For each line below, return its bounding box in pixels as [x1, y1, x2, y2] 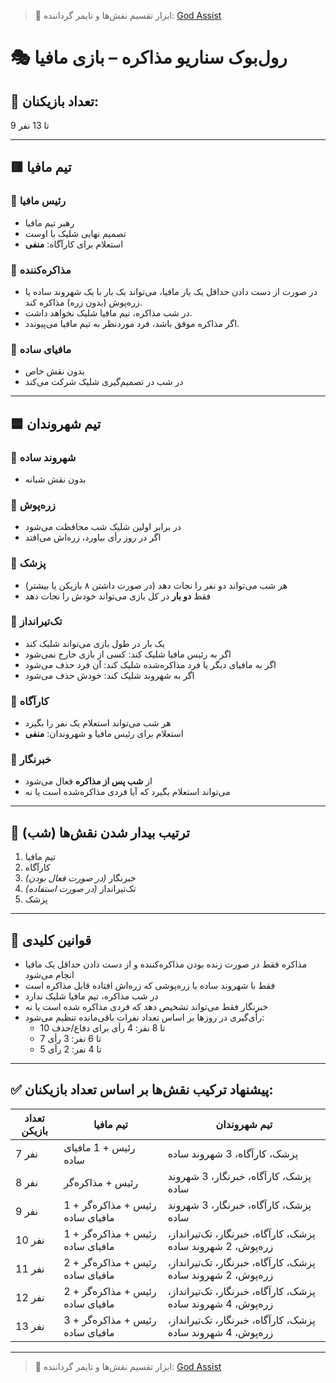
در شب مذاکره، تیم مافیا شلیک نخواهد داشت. [24, 306, 193, 319]
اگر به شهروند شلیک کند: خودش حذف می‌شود [24, 669, 195, 681]
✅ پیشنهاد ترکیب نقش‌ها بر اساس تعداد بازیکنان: [10, 1081, 274, 1099]
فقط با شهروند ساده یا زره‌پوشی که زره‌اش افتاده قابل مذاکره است [24, 980, 276, 992]
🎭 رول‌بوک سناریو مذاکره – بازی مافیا [10, 46, 288, 69]
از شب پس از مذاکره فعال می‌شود [24, 775, 153, 787]
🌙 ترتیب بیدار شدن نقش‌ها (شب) [10, 824, 190, 841]
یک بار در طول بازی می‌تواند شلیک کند [24, 637, 165, 649]
